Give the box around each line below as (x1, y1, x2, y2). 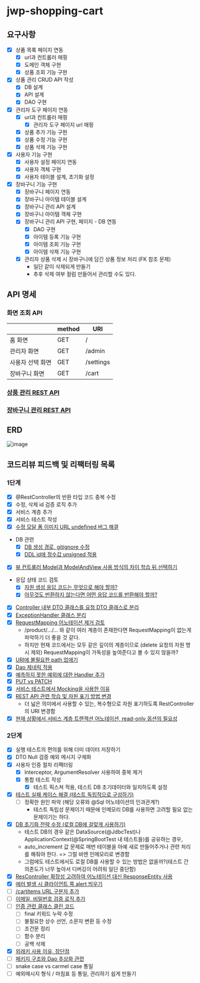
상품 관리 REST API (7, 388, 60, 397)
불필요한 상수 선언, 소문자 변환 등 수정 (24, 917, 112, 925)
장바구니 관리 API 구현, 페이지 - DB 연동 (24, 218, 117, 225)
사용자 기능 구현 (15, 151, 52, 158)
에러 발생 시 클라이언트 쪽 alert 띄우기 (15, 881, 103, 888)
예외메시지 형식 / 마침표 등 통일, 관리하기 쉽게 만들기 (15, 970, 136, 977)
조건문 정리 (24, 925, 50, 932)
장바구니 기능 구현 (15, 181, 57, 188)
